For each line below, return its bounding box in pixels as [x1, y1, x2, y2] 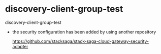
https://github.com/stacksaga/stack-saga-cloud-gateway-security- [12, 38, 149, 44]
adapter [12, 43, 29, 49]
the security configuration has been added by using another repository [12, 29, 156, 35]
